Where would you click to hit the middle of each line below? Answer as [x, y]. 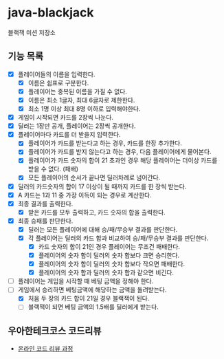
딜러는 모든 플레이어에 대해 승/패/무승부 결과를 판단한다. [103, 229]
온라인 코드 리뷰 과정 [45, 349]
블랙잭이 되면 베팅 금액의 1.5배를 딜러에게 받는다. [93, 307]
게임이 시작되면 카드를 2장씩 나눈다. [66, 118]
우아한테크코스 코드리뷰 [55, 330]
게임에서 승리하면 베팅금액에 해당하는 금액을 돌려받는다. [92, 290]
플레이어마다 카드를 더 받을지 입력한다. [69, 135]
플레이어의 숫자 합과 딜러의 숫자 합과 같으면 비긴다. [106, 272]
